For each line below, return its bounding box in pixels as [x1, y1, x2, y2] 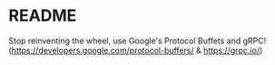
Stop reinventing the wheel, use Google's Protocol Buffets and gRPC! [8, 35, 267, 46]
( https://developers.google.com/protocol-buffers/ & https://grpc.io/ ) [8, 44, 263, 55]
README [8, 5, 77, 26]
